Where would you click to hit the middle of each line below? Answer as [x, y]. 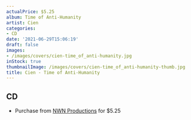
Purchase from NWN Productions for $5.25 [68, 111]
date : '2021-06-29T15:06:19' [42, 39]
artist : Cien [22, 23]
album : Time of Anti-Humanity [44, 17]
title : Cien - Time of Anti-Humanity [53, 72]
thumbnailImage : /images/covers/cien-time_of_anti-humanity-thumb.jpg [96, 67]
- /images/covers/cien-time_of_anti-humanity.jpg [69, 56]
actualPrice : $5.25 [30, 12]
